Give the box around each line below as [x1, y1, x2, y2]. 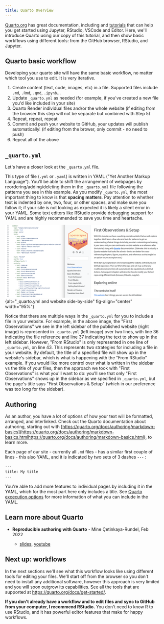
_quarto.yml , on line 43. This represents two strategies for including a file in [5, 345, 158, 350]
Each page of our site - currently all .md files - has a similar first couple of [5, 449, 153, 455]
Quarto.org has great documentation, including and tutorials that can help [5, 22, 153, 28]
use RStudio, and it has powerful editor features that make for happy [5, 609, 143, 615]
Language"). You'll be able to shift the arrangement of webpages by [5, 179, 142, 185]
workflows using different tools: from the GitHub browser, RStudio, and [5, 37, 148, 44]
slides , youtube [19, 541, 50, 547]
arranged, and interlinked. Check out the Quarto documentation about [5, 419, 146, 424]
